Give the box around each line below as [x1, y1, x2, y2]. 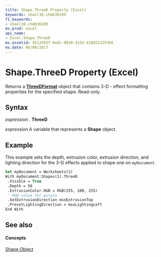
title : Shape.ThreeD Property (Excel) [5, 7, 87, 13]
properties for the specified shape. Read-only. [5, 89, 101, 95]
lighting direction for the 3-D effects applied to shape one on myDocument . [5, 160, 156, 166]
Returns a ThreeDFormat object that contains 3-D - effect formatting [5, 83, 148, 89]
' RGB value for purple [7, 192, 57, 198]
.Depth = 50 [7, 183, 33, 188]
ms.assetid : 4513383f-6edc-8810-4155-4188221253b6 [5, 40, 114, 45]
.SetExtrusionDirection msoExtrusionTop [7, 198, 94, 203]
